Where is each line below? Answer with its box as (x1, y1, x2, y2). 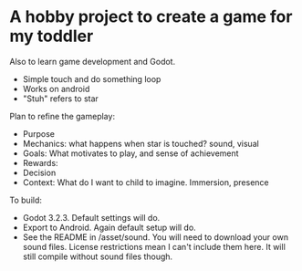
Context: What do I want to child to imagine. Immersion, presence (22, 176, 269, 188)
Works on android (22, 83, 90, 94)
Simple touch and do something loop (22, 73, 161, 84)
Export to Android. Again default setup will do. (22, 222, 196, 233)
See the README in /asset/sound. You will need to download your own (22, 231, 289, 243)
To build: (9, 194, 43, 205)
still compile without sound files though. (22, 251, 173, 262)
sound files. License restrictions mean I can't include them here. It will (22, 241, 286, 252)
